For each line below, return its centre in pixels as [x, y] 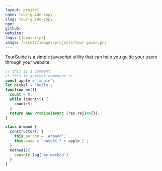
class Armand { [21, 127]
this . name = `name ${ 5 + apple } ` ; [52, 141]
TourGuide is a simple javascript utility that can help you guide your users [81, 57]
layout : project [22, 10]
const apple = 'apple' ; [30, 81]
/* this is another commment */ [39, 76]
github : [13, 29]
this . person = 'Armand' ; [40, 136]
